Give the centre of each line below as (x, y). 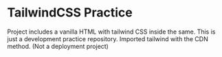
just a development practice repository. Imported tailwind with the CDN (108, 38)
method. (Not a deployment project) (58, 46)
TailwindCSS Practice (70, 13)
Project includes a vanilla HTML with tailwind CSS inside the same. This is (111, 32)
